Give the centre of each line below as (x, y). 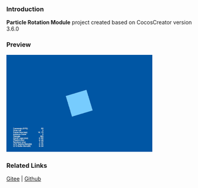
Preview (19, 45)
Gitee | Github (24, 178)
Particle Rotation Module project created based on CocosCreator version (99, 23)
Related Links (27, 165)
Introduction (25, 9)
